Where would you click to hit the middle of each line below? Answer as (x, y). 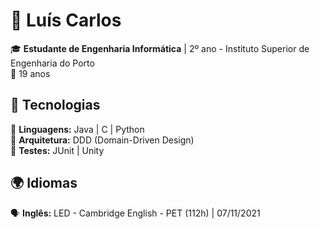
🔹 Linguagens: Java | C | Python (77, 129)
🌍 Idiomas (44, 183)
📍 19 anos (30, 73)
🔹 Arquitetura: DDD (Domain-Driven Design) (102, 140)
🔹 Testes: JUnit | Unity (57, 150)
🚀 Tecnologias (55, 105)
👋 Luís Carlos (66, 20)
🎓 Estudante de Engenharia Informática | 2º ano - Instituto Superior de (160, 48)
